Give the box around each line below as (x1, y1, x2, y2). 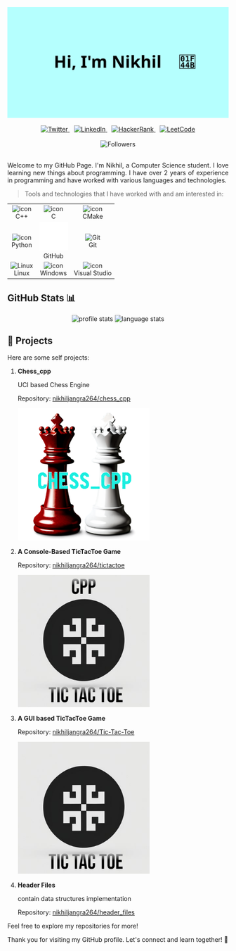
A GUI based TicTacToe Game (17, 714, 106, 723)
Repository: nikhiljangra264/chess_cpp (17, 394, 131, 403)
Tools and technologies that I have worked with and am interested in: (24, 190, 224, 198)
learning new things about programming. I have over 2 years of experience (7, 169, 229, 177)
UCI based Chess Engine (17, 381, 90, 389)
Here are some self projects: (7, 353, 90, 362)
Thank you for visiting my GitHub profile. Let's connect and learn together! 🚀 (7, 936, 228, 944)
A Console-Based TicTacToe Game (17, 548, 122, 556)
